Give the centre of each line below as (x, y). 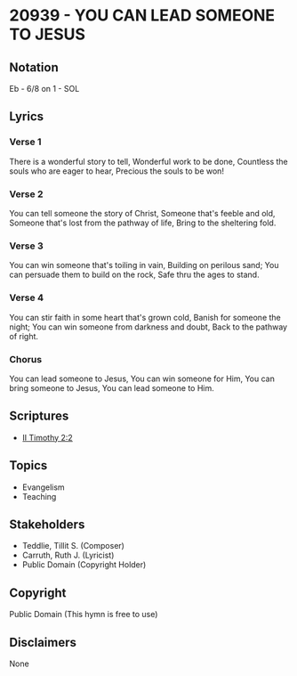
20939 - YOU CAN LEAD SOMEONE (142, 16)
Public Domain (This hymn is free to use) (84, 615)
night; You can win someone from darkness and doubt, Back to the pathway (148, 327)
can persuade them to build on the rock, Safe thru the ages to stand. (134, 275)
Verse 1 (25, 142)
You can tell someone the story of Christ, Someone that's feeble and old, (142, 213)
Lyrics (27, 117)
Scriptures (39, 416)
